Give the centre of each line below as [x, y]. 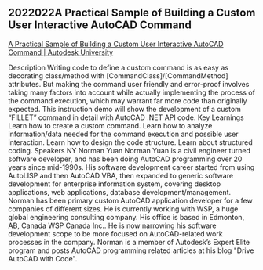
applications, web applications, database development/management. [120, 192]
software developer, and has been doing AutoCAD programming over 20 [125, 159]
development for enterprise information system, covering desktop [115, 184]
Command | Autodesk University [61, 52]
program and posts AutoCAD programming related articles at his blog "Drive [131, 250]
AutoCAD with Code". [43, 258]
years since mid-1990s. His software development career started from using [131, 167]
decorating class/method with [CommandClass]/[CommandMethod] [118, 76]
